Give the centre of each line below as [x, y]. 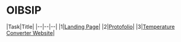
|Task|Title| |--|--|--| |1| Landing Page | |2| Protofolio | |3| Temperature [90, 27]
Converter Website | [31, 33]
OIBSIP [24, 10]
